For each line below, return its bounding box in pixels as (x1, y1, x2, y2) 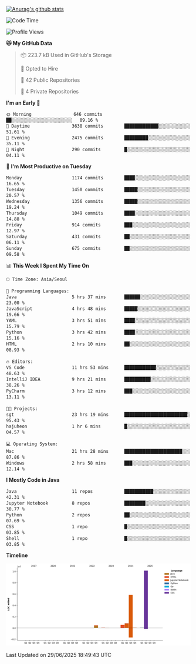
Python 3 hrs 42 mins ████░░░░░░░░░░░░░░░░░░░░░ (6, 329, 191, 335)
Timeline (6, 552, 28, 559)
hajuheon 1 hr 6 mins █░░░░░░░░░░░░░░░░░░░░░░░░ (6, 423, 191, 429)
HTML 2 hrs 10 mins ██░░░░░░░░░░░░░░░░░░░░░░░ (6, 341, 191, 347)
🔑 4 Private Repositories (20, 88, 79, 95)
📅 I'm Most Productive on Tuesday (6, 163, 92, 170)
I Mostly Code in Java (6, 476, 60, 483)
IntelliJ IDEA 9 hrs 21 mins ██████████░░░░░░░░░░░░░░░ (6, 376, 191, 382)
